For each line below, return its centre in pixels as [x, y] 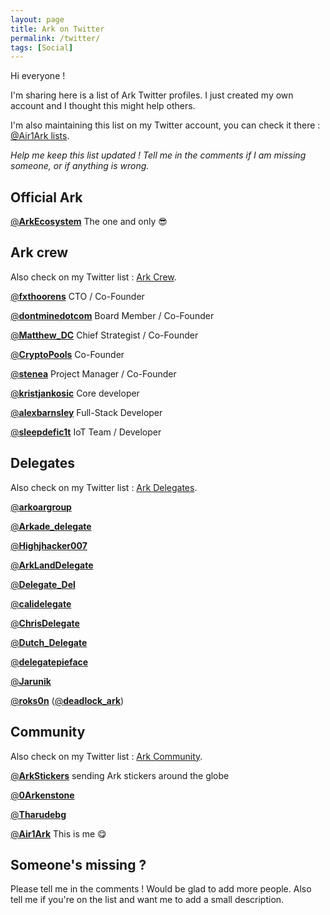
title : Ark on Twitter [57, 29]
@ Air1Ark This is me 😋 [58, 833]
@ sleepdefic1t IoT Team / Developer [86, 432]
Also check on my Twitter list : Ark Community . [106, 756]
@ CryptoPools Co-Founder [67, 354]
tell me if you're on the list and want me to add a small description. [147, 900]
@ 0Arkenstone [42, 795]
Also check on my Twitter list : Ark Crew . [93, 277]
